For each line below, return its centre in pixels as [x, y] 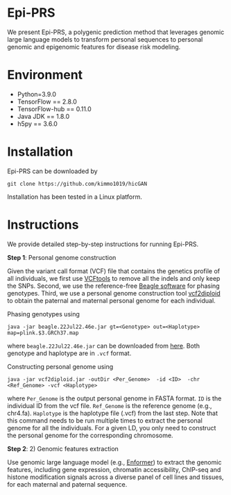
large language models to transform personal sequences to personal [105, 39]
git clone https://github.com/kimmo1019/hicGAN [77, 184]
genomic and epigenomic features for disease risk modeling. [94, 47]
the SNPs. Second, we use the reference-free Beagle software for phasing [113, 286]
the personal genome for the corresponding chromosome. [90, 435]
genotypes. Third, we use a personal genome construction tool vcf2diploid [114, 293]
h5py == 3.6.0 [37, 124]
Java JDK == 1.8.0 [43, 116]
